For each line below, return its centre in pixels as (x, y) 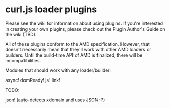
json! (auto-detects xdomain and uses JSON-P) (55, 100)
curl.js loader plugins (51, 9)
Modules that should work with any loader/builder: (58, 70)
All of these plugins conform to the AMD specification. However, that (77, 44)
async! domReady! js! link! (33, 80)
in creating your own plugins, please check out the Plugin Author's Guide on (85, 29)
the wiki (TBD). (21, 34)
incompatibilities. (23, 60)
